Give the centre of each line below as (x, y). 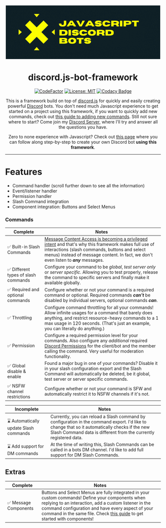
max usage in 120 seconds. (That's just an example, (97, 323)
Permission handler (32, 196)
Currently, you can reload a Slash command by (98, 416)
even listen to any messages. (74, 260)
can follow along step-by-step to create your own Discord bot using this (83, 142)
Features (24, 172)
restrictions (19, 397)
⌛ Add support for (25, 446)
